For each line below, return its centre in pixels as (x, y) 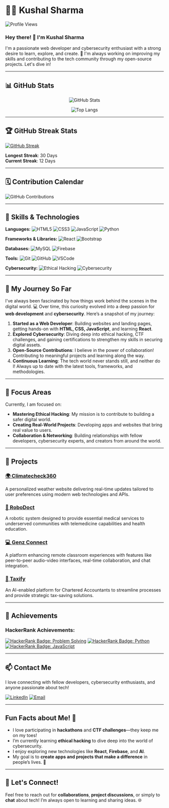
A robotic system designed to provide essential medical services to (75, 519)
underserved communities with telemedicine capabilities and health (75, 524)
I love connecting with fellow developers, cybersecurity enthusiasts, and (80, 682)
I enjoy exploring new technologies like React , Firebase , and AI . (79, 751)
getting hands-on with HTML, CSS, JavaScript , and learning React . (82, 329)
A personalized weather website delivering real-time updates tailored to (79, 489)
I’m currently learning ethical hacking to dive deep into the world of (83, 741)
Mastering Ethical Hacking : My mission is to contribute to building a (83, 414)
